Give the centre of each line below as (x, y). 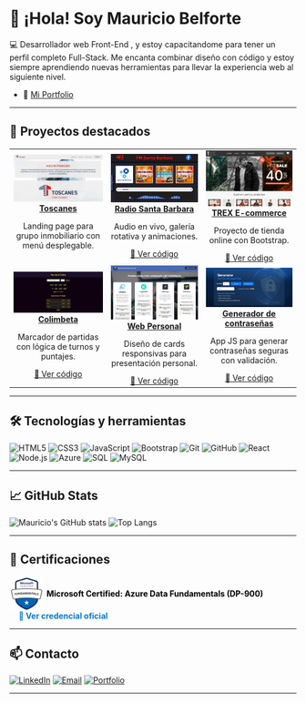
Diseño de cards (154, 343)
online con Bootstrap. (249, 239)
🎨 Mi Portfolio (48, 94)
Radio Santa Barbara (154, 209)
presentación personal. (154, 362)
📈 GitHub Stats (54, 496)
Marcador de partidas (58, 337)
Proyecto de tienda (249, 230)
